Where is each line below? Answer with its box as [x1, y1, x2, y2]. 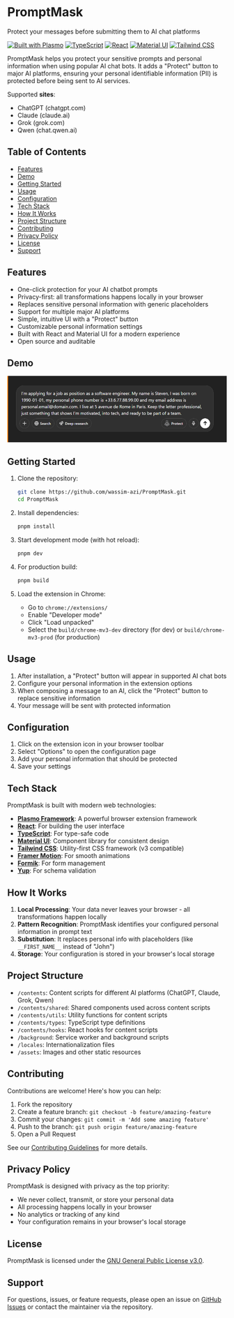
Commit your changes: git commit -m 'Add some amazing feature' [17, 1115, 210, 1123]
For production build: [17, 563, 78, 571]
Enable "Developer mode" [27, 610, 102, 619]
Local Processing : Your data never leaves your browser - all [17, 905, 190, 913]
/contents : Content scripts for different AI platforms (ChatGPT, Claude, [17, 988, 221, 997]
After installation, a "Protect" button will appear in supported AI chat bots [17, 672, 227, 680]
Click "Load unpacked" [27, 618, 95, 626]
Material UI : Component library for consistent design [17, 837, 169, 845]
